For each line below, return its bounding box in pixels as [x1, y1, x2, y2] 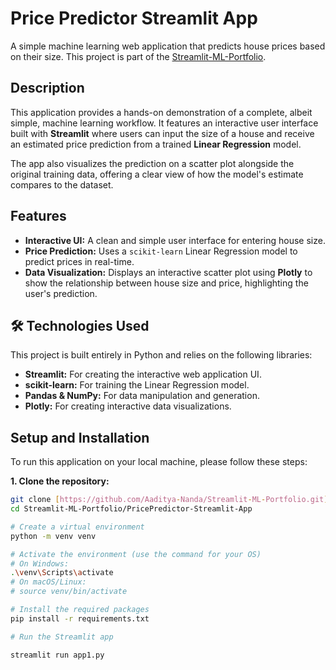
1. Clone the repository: [10, 475, 110, 487]
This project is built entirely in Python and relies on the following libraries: [10, 349, 313, 361]
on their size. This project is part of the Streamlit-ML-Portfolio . [10, 50, 267, 62]
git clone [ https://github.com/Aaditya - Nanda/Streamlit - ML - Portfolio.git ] [10, 495, 329, 505]
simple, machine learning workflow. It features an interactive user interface [10, 117, 319, 129]
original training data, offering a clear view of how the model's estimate [10, 168, 304, 180]
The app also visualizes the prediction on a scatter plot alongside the [10, 157, 295, 169]
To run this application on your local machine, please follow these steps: [10, 456, 308, 468]
